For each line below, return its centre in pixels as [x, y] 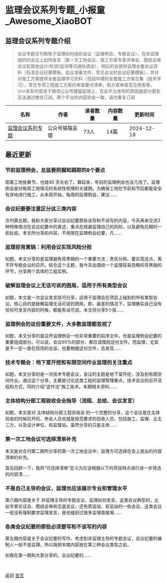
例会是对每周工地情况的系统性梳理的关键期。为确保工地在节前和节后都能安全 [83, 188]
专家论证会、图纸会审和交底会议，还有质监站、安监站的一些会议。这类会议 [85, 506]
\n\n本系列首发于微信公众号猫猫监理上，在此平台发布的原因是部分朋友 [89, 91]
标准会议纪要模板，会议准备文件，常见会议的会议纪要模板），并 [90, 72]
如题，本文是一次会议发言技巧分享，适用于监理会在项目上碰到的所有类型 [79, 297]
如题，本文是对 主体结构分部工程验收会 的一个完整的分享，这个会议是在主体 [83, 412]
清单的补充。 [18, 457]
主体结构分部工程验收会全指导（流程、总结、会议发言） [71, 401]
